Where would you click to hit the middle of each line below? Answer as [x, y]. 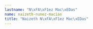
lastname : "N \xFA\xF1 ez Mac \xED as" [41, 10]
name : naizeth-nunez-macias [33, 14]
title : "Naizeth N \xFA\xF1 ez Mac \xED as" [47, 19]
